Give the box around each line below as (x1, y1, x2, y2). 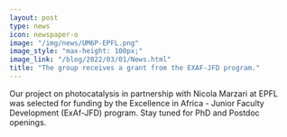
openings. (9, 116, 47, 127)
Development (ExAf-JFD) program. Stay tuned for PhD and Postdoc (9, 107, 260, 118)
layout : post (9, 13, 59, 23)
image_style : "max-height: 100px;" (9, 47, 143, 56)
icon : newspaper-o (9, 30, 79, 39)
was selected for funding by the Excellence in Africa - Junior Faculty (9, 97, 264, 108)
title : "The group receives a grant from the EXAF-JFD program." (9, 64, 260, 73)
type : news (9, 22, 51, 31)
